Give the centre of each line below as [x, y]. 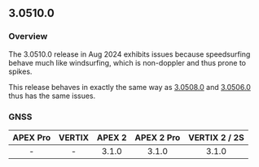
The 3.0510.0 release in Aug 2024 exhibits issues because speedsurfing [129, 54]
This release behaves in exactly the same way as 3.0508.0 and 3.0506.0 [129, 87]
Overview [28, 36]
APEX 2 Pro [158, 137]
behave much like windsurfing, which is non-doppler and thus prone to [127, 62]
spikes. [20, 71]
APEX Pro [32, 137]
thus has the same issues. [52, 96]
